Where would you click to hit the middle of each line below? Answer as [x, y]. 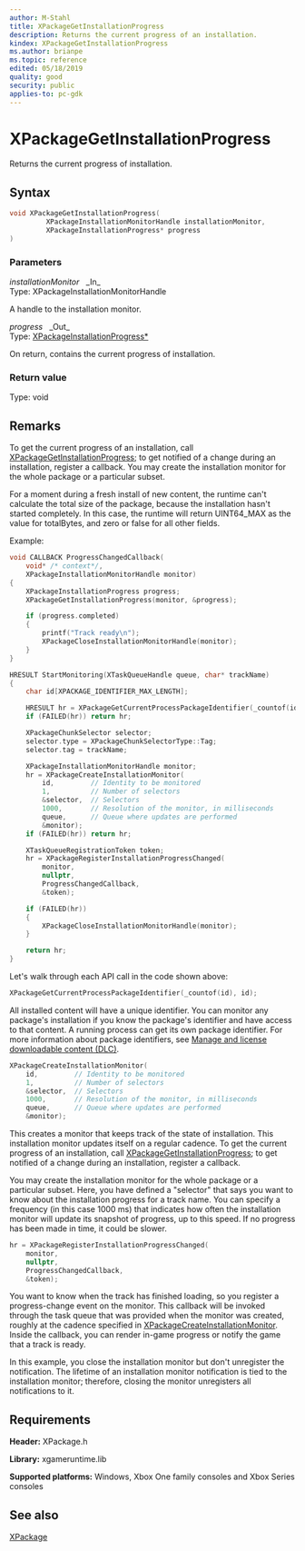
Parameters [35, 262]
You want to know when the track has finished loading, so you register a [144, 1297]
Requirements [50, 1420]
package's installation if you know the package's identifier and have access [151, 1019]
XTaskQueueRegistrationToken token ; [95, 850]
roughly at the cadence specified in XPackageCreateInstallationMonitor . [144, 1325]
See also [34, 1515]
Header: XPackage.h [49, 1442]
